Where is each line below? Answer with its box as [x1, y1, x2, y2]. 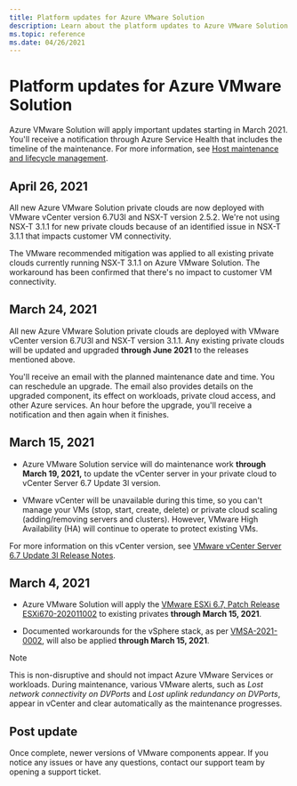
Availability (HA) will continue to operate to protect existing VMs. [21, 523, 259, 534]
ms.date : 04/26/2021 [9, 37, 86, 47]
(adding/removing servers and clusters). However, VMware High [21, 514, 259, 524]
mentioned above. [9, 353, 76, 365]
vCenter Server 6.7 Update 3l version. [21, 477, 162, 488]
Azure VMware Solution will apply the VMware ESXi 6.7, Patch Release [21, 599, 280, 610]
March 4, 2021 [9, 576, 91, 591]
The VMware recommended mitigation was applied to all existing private [9, 248, 274, 258]
